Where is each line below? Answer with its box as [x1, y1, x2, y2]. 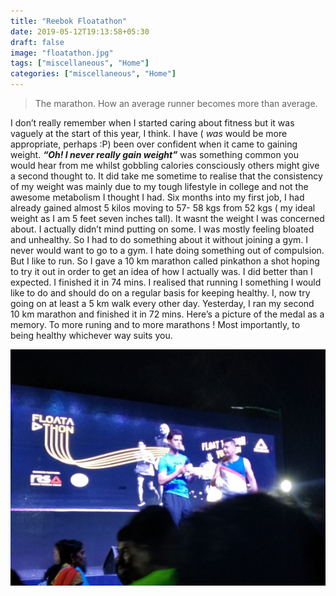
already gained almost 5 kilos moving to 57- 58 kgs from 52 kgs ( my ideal [10, 202, 316, 214]
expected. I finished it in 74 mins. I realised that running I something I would [10, 276, 322, 288]
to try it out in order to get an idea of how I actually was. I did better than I [10, 266, 313, 277]
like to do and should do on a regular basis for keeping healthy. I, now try [10, 287, 311, 299]
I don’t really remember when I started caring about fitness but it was [10, 117, 295, 129]
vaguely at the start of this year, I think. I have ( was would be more [10, 128, 288, 139]
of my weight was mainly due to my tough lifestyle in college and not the [10, 181, 309, 192]
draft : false [10, 37, 65, 47]
